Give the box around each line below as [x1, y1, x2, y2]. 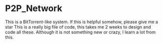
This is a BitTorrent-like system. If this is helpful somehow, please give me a [5, 19, 158, 25]
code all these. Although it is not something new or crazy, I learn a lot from [5, 29, 156, 35]
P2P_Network [5, 3, 62, 14]
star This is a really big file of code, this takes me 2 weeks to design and [5, 24, 151, 29]
